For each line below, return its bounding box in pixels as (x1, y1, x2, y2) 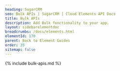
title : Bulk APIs (5, 16, 40, 21)
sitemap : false (5, 47, 36, 52)
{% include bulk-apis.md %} (5, 60, 61, 66)
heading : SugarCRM (5, 7, 42, 12)
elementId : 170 (5, 34, 36, 39)
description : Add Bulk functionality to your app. (5, 20, 109, 25)
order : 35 (5, 43, 25, 47)
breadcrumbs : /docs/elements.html (5, 29, 75, 34)
